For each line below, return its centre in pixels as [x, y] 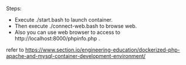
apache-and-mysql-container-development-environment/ [76, 56]
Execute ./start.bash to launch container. [63, 20]
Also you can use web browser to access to [67, 32]
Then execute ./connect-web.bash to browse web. [76, 26]
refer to [15, 50]
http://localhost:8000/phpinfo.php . [57, 38]
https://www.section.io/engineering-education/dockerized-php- [103, 50]
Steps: [14, 8]
